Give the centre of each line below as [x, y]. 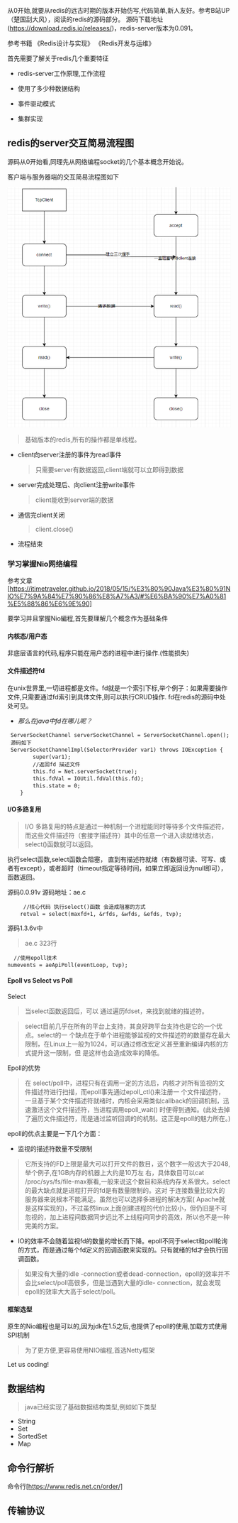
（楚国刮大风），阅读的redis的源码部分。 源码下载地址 [85, 19]
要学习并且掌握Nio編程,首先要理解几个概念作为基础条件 [88, 618]
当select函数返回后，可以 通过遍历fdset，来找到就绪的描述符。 [116, 1011]
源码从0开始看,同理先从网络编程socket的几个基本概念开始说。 [97, 161]
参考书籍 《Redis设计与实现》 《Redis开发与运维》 [81, 43]
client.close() [54, 529]
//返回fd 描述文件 [57, 764]
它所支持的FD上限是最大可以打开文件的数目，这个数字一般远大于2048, [127, 1164]
